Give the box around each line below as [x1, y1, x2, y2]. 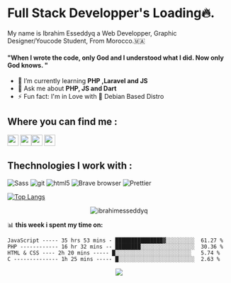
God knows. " [7, 60, 48, 69]
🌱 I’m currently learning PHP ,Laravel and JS [17, 77, 148, 85]
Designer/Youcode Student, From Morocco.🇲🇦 [7, 36, 145, 45]
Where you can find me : [7, 115, 118, 127]
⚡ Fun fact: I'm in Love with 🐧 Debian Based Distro [17, 92, 164, 101]
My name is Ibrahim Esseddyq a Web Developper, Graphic [7, 28, 177, 37]
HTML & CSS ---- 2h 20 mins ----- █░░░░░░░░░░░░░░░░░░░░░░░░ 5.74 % [7, 249, 220, 257]
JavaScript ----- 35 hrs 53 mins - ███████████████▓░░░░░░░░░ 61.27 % [7, 237, 223, 244]
